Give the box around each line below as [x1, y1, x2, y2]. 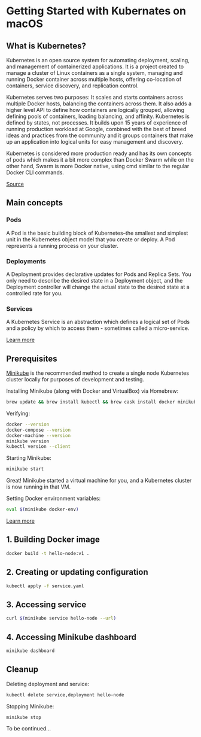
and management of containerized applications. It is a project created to [6, 63, 184, 70]
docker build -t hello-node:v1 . [6, 550, 90, 556]
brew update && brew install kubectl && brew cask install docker [6, 399, 175, 405]
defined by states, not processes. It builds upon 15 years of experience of [6, 119, 188, 126]
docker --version [6, 421, 50, 427]
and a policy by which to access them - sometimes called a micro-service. [6, 324, 190, 332]
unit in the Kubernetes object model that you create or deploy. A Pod [6, 235, 175, 243]
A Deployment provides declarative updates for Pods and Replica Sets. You [6, 271, 191, 278]
